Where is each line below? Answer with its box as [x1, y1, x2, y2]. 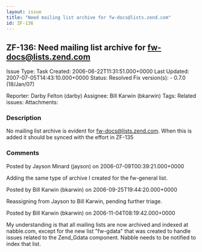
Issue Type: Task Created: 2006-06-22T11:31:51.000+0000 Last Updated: [6, 68, 189, 75]
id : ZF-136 [6, 20, 34, 26]
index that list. [6, 240, 41, 247]
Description [6, 114, 42, 122]
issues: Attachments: [6, 99, 58, 106]
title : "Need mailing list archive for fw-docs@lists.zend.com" [6, 14, 171, 20]
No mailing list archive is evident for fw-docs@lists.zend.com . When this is [6, 127, 192, 134]
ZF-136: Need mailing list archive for [6, 42, 146, 52]
